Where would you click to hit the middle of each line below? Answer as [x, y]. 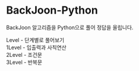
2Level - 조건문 [24, 54]
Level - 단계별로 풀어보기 [35, 40]
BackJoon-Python [52, 10]
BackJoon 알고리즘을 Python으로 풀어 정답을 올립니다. [70, 27]
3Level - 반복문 [24, 62]
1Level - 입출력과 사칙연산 [36, 47]
